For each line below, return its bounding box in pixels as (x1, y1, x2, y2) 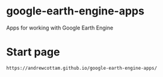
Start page (6, 45, 60, 59)
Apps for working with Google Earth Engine (6, 24, 114, 31)
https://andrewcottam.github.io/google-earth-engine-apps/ (6, 65, 158, 71)
